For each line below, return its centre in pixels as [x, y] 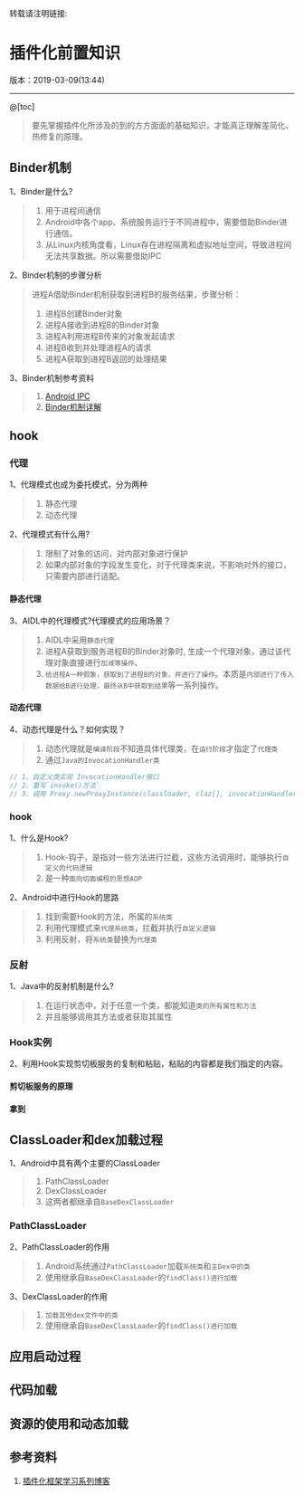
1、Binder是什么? [41, 191]
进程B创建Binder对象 [84, 313]
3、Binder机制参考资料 [52, 377]
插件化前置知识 [65, 53]
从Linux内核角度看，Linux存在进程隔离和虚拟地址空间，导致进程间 [168, 244]
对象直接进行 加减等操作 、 [98, 662]
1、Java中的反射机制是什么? [62, 986]
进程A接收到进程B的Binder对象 [102, 325]
